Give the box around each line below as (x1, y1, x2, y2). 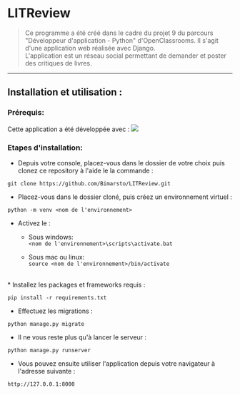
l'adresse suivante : (17, 366, 76, 375)
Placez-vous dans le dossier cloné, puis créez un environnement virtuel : (17, 193, 232, 201)
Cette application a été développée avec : (7, 125, 130, 133)
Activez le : (17, 219, 51, 227)
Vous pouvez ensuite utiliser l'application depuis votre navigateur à (17, 359, 216, 368)
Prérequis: (7, 108, 45, 118)
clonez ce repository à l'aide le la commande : (17, 166, 154, 175)
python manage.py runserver (7, 347, 91, 354)
